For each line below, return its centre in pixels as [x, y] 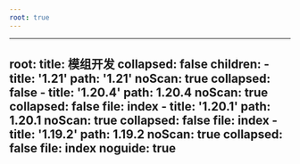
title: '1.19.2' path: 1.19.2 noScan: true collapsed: [146, 135]
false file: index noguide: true [93, 148]
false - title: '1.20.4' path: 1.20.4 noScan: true [139, 93]
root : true [29, 17]
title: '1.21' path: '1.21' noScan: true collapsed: [140, 79]
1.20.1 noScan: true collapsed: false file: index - [144, 121]
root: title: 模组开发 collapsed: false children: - [139, 65]
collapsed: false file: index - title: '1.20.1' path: [140, 107]
